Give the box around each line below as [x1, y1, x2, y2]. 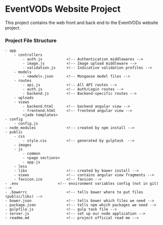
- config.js [14, 121, 38, 126]
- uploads [14, 96, 34, 100]
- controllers [14, 52, 43, 57]
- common [23, 151, 41, 156]
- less [14, 164, 27, 169]
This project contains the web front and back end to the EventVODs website [5, 20, 158, 25]
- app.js [23, 160, 41, 165]
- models [14, 70, 32, 75]
